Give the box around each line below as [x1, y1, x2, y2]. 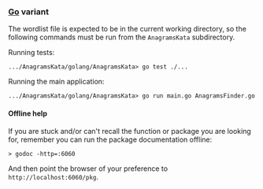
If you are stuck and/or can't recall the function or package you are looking [8, 126, 252, 135]
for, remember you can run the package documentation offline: [8, 135, 213, 144]
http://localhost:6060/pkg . [8, 172, 99, 181]
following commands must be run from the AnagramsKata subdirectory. [8, 32, 235, 42]
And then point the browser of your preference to [8, 164, 168, 173]
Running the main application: [8, 77, 105, 87]
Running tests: [8, 48, 55, 57]
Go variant [8, 6, 50, 17]
